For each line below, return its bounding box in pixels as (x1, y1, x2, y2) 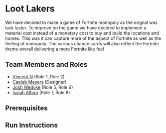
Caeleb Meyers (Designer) (12, 79, 67, 85)
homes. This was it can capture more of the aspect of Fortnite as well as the (5, 35, 161, 41)
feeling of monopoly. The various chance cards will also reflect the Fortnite (5, 40, 159, 46)
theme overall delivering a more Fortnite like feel (5, 46, 104, 52)
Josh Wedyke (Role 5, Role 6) (12, 84, 73, 90)
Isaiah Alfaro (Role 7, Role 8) (12, 89, 70, 95)
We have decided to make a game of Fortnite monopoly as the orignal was (5, 19, 158, 25)
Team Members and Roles (5, 60, 88, 69)
